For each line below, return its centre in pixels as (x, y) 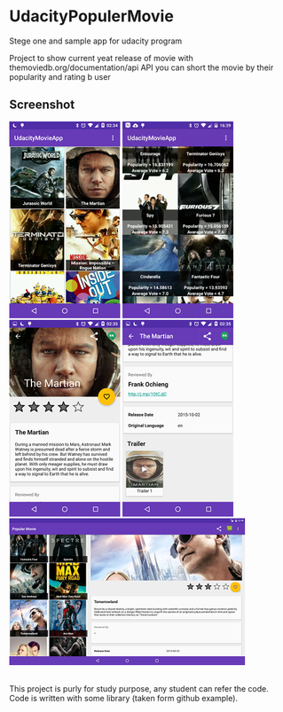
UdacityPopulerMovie (92, 16)
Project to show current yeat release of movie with (101, 58)
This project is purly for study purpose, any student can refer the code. (139, 688)
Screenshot (42, 105)
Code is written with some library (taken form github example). (123, 698)
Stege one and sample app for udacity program (96, 41)
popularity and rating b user (60, 76)
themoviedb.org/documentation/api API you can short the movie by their (141, 67)
